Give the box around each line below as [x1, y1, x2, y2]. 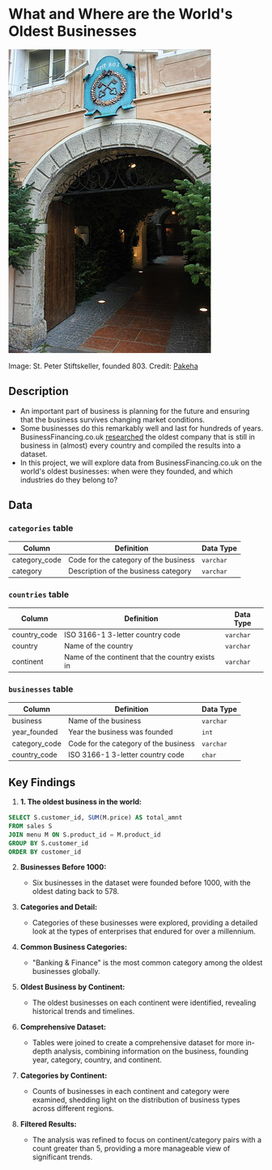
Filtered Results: [19, 1119, 77, 1130]
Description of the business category [68, 566, 192, 576]
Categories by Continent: [19, 1070, 108, 1081]
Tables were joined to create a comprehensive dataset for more [32, 1038, 244, 1048]
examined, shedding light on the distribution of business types [32, 1095, 240, 1105]
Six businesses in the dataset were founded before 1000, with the [32, 878, 251, 887]
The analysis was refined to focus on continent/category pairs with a [32, 1135, 261, 1145]
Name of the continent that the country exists [64, 653, 215, 662]
